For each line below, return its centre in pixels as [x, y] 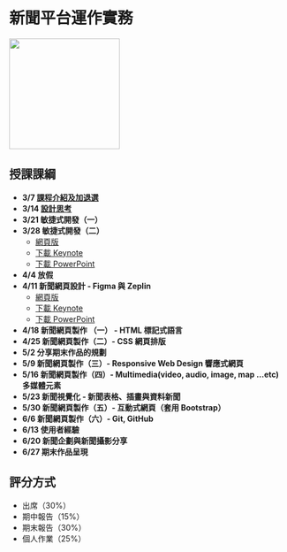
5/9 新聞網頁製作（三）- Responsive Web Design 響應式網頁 [133, 363]
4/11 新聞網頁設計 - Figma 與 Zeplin [87, 286]
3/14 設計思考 [47, 208]
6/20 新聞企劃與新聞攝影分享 [75, 441]
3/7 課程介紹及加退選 [60, 197]
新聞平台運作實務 [72, 18]
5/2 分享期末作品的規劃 [64, 352]
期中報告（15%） [53, 516]
